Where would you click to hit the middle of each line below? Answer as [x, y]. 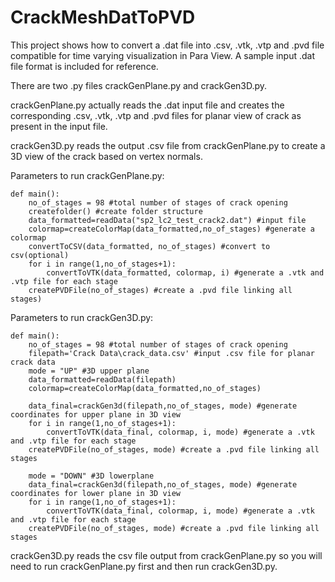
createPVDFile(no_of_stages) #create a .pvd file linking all [160, 290]
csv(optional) [40, 255]
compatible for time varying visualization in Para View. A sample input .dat [162, 55]
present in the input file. [59, 126]
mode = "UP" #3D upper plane [89, 371]
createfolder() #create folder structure [115, 211]
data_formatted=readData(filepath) [102, 379]
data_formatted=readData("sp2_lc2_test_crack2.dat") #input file [167, 220]
